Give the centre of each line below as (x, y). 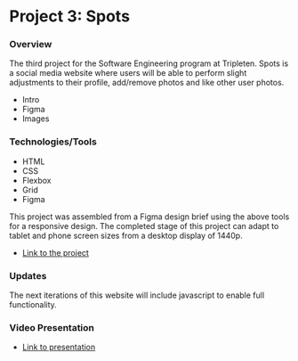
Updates (28, 275)
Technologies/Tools (53, 142)
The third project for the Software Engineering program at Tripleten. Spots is (149, 63)
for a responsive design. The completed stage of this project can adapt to (144, 226)
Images (36, 119)
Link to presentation (59, 347)
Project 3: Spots (70, 16)
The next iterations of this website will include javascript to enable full (137, 295)
